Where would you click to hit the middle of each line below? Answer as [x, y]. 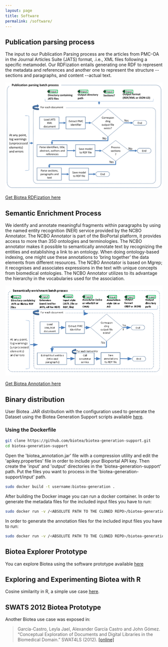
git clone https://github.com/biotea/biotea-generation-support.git [78, 441]
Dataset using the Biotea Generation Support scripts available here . [74, 417]
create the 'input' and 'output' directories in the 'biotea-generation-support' [83, 466]
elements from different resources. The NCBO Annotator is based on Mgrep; [84, 262]
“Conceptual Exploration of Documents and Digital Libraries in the [85, 634]
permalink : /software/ [29, 21]
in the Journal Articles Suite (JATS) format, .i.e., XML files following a [76, 60]
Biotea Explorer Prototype [46, 552]
